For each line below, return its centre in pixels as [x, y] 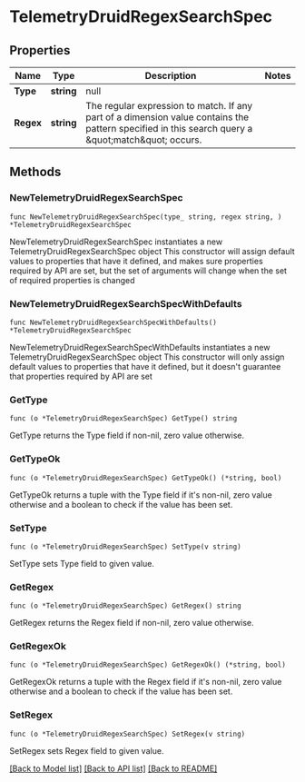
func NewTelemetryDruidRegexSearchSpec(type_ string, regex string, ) [146, 217]
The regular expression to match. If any [169, 106]
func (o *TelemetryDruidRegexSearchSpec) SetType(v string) [126, 547]
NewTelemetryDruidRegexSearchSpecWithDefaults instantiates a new [140, 347]
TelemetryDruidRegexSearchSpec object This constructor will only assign [147, 357]
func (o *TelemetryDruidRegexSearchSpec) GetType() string [123, 419]
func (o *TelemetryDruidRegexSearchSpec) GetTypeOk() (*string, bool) [146, 478]
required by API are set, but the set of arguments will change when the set [148, 271]
